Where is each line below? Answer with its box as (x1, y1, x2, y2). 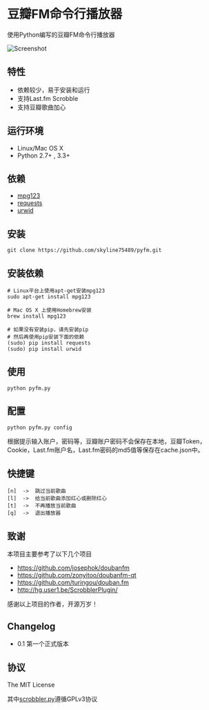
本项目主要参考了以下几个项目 (7, 550, 92, 558)
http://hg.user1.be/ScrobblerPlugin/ (17, 586, 118, 594)
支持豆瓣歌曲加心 (17, 103, 66, 111)
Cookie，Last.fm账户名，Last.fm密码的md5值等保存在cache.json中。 (7, 445, 204, 454)
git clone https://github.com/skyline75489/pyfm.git (7, 247, 162, 254)
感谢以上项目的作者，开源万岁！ (7, 600, 98, 608)
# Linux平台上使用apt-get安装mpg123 (7, 287, 106, 294)
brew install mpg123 (7, 313, 67, 320)
